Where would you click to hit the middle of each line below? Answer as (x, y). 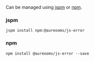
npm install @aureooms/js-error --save (48, 53)
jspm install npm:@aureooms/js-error (45, 30)
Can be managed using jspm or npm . (44, 7)
